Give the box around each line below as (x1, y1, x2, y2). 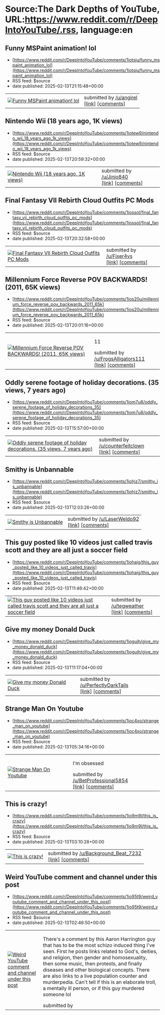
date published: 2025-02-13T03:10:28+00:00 (12, 839, 105, 845)
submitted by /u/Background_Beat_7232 (48, 850, 141, 857)
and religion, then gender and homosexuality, (43, 954, 147, 961)
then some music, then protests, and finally (43, 960, 142, 967)
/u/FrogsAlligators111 (94, 356, 145, 362)
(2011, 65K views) (5, 283, 60, 292)
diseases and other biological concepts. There (43, 966, 150, 973)
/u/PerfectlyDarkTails (80, 682, 129, 688)
